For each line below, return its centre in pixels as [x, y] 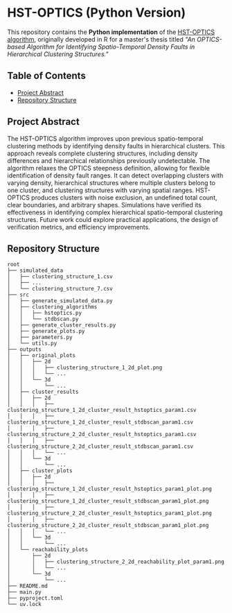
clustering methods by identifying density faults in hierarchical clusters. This [116, 146]
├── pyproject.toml [35, 598]
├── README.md [28, 586]
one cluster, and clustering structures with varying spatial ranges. [101, 190]
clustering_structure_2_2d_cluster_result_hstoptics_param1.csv [102, 435]
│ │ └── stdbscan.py [43, 319]
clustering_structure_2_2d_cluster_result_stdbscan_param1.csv [100, 447]
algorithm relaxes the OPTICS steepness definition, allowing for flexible [108, 168]
